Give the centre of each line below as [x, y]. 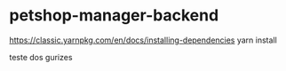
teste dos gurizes [41, 57]
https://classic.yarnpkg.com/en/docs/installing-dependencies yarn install [143, 40]
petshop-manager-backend [114, 16]
